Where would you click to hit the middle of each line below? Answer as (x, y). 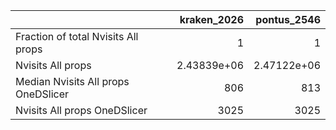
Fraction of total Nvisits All (77, 36)
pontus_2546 (288, 19)
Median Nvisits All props (72, 81)
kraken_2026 (211, 19)
